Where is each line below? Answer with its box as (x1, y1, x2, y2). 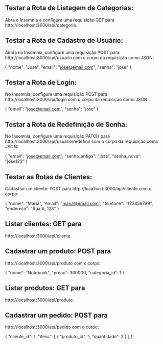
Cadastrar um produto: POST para (5, 247, 111, 256)
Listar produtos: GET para (5, 284, 86, 292)
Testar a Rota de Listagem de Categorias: (5, 4, 134, 12)
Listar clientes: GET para (5, 220, 82, 228)
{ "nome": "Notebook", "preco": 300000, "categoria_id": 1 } (5, 269, 125, 275)
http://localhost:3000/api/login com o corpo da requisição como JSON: (5, 97, 149, 103)
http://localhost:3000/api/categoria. (5, 22, 77, 28)
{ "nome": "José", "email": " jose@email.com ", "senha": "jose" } (5, 64, 132, 70)
